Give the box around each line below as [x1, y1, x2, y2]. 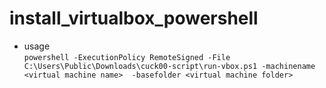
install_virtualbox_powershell [9, 7, 259, 30]
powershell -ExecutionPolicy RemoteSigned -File [23, 52, 231, 62]
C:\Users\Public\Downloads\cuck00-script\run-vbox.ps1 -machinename [23, 61, 316, 71]
